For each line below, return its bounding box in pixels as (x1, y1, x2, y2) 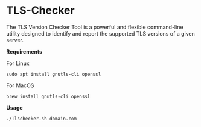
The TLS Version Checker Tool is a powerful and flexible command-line (6, 23, 183, 31)
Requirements (6, 48, 43, 55)
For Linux (6, 60, 30, 67)
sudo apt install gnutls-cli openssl (6, 71, 101, 77)
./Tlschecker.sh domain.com (6, 116, 77, 122)
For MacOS (6, 82, 34, 89)
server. (6, 36, 24, 43)
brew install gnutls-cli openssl (6, 93, 91, 99)
